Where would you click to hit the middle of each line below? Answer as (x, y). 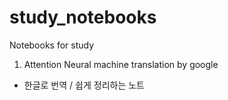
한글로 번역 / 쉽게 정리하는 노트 (84, 85)
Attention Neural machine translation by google (121, 64)
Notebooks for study (52, 45)
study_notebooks (83, 17)
